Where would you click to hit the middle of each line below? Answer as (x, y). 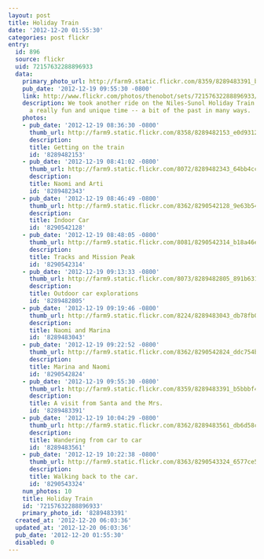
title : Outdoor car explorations (84, 294)
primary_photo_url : (54, 81)
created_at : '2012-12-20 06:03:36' (73, 520)
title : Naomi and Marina (70, 330)
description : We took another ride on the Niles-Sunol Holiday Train (139, 103)
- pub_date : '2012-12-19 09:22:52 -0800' (91, 345)
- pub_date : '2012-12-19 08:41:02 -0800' (91, 162)
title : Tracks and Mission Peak (82, 257)
